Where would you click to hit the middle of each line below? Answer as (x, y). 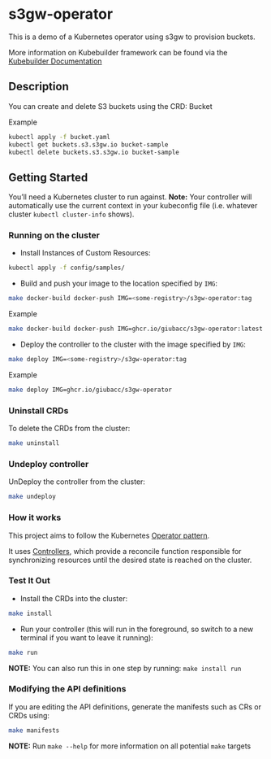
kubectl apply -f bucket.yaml (60, 137)
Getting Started (48, 177)
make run (23, 652)
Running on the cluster (54, 235)
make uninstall (34, 443)
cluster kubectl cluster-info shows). (71, 214)
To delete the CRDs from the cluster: (69, 429)
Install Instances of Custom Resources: (86, 253)
